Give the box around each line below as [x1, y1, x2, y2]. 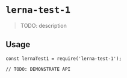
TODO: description [20, 22, 67, 29]
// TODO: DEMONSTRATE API [5, 66, 70, 72]
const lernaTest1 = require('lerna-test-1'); [5, 56, 122, 62]
